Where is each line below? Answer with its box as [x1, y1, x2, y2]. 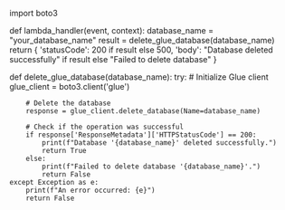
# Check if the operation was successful [25, 122, 184, 131]
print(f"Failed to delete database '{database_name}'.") [42, 162, 261, 171]
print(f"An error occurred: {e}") [25, 186, 156, 195]
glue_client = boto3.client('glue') [9, 81, 130, 91]
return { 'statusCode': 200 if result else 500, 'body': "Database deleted [9, 44, 273, 55]
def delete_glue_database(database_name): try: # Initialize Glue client [9, 72, 269, 82]
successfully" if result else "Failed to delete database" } [9, 54, 217, 64]
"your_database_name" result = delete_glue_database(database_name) [9, 35, 275, 45]
